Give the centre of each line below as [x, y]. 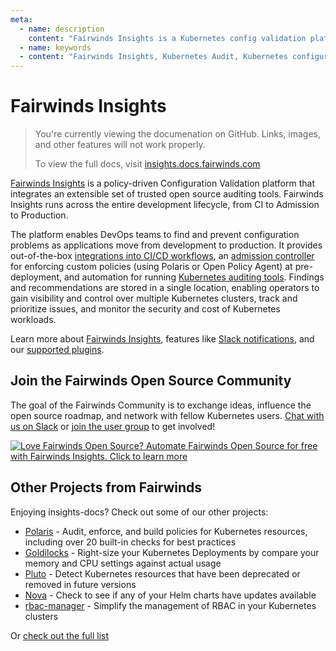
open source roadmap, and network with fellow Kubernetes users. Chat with [167, 415]
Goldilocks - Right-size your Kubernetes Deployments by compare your [172, 552]
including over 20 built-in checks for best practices [130, 542]
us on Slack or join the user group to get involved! [113, 426]
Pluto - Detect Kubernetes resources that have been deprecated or [162, 573]
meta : [21, 19]
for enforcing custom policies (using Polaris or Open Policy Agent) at [151, 267]
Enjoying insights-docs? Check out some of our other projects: [139, 512]
